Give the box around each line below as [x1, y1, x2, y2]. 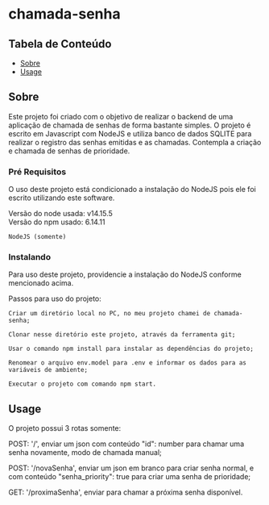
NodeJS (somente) [8, 233, 67, 241]
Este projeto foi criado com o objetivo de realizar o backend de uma [8, 111, 234, 121]
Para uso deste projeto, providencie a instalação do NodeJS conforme [8, 269, 242, 279]
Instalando [8, 252, 51, 263]
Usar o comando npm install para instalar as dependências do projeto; [8, 344, 254, 353]
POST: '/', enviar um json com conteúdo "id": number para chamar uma [8, 439, 244, 449]
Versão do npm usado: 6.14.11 [8, 217, 106, 227]
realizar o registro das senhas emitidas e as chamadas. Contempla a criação [8, 137, 262, 147]
